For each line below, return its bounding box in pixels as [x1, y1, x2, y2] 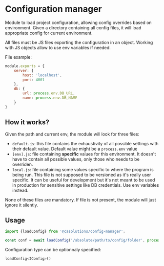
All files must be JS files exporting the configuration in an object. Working [5, 39, 153, 45]
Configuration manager [5, 3, 102, 15]
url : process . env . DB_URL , [22, 91, 76, 96]
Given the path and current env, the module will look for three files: [5, 131, 140, 137]
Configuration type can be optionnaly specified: [5, 247, 102, 253]
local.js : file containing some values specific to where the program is [12, 166, 154, 172]
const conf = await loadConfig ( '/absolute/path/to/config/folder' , [5, 238, 145, 243]
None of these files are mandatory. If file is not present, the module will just [5, 197, 156, 202]
